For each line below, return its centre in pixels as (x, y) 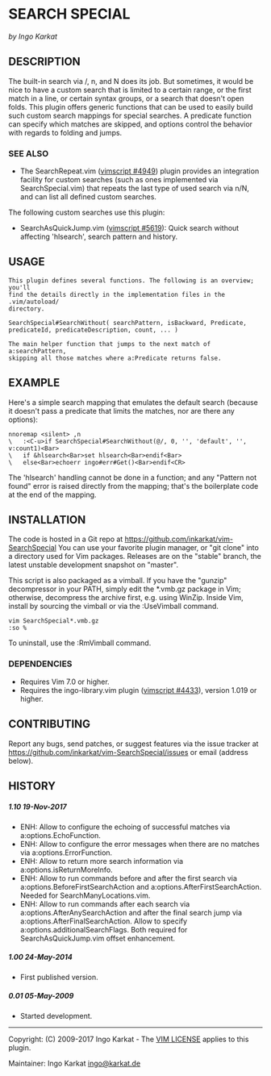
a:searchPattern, (38, 351)
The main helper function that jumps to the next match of (110, 344)
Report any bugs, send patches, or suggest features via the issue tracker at (133, 744)
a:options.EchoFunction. (60, 835)
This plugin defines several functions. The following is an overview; (131, 280)
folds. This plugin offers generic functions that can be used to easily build (131, 106)
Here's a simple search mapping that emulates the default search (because (133, 402)
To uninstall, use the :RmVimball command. (80, 643)
